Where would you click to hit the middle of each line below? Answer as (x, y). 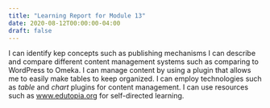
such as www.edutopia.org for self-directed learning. (96, 96)
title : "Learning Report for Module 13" (77, 16)
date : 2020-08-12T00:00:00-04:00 (64, 23)
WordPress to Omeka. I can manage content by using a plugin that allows (130, 70)
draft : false (30, 30)
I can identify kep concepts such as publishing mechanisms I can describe (132, 54)
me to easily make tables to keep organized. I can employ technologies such (135, 79)
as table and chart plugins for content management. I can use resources (128, 87)
